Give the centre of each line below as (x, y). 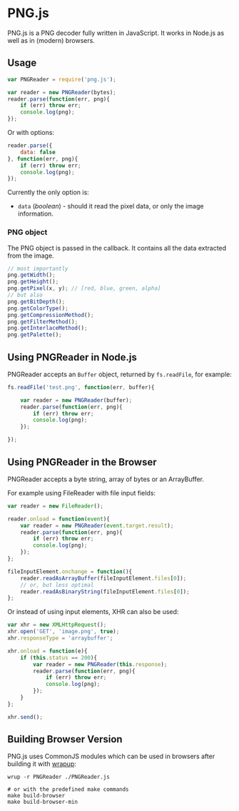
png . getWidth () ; (31, 275)
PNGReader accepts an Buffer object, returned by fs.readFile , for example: (119, 374)
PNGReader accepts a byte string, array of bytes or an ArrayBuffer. (106, 479)
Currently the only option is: (48, 192)
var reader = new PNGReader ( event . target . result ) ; (97, 525)
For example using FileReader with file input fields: (81, 493)
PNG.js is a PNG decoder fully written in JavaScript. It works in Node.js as (116, 33)
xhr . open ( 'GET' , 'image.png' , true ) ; (63, 632)
